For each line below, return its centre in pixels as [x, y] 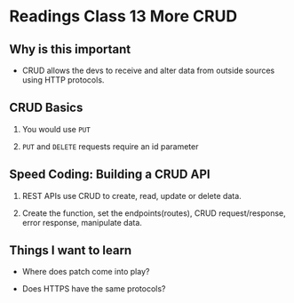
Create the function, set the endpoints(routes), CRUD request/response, [154, 213]
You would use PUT [56, 129]
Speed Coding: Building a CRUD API [110, 175]
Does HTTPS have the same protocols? [94, 289]
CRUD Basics [46, 108]
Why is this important [70, 49]
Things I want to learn [71, 251]
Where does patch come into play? [86, 272]
